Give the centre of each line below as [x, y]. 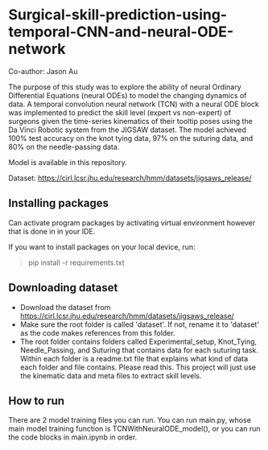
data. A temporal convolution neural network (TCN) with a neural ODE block [134, 104]
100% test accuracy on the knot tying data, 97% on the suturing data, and [131, 138]
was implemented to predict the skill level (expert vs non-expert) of [120, 112]
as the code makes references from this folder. [97, 332]
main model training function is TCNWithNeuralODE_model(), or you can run [134, 429]
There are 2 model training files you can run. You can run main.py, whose [130, 420]
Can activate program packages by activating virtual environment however [132, 222]
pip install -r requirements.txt [76, 262]
